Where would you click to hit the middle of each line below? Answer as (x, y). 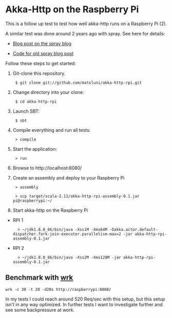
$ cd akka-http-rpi (36, 102)
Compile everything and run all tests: (52, 130)
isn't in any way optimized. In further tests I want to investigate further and (84, 304)
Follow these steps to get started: (41, 63)
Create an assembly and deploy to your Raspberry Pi (69, 177)
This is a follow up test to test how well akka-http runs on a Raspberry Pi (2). (86, 24)
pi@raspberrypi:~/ (32, 201)
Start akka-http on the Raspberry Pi (50, 210)
